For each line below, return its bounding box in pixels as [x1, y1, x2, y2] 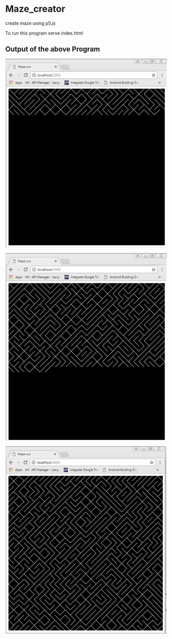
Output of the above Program [5, 45, 100, 54]
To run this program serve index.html [5, 30, 83, 36]
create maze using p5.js [5, 20, 56, 26]
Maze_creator [5, 3, 66, 15]
